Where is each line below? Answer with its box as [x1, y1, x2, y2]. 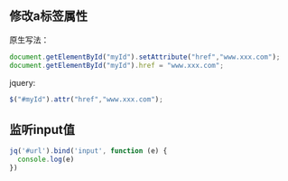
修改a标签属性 [9, 8, 88, 24]
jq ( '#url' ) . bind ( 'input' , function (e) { [9, 147, 168, 156]
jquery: [9, 77, 36, 88]
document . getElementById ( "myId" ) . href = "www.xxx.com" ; [9, 61, 224, 70]
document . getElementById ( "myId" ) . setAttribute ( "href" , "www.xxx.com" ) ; [9, 52, 281, 62]
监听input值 [9, 121, 75, 138]
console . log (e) [17, 155, 75, 165]
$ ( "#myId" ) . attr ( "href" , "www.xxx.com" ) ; [9, 94, 164, 104]
